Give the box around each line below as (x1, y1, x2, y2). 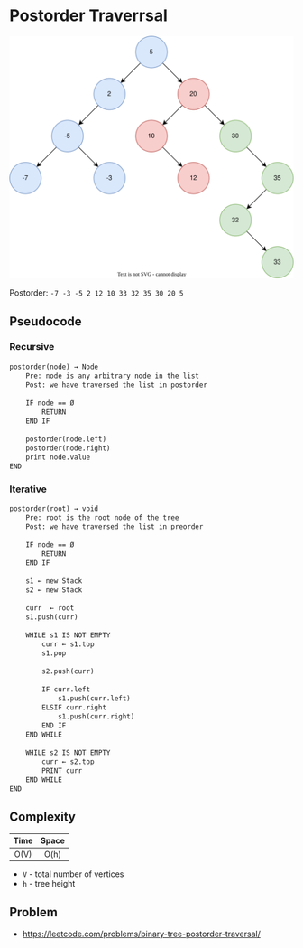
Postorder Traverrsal (9, 5, 169, 26)
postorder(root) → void (9, 504, 99, 513)
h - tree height (22, 878, 76, 889)
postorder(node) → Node (9, 362, 99, 371)
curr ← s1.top (41, 640, 95, 649)
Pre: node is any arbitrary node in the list (25, 371, 200, 380)
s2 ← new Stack (25, 586, 83, 595)
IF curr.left (41, 685, 91, 694)
